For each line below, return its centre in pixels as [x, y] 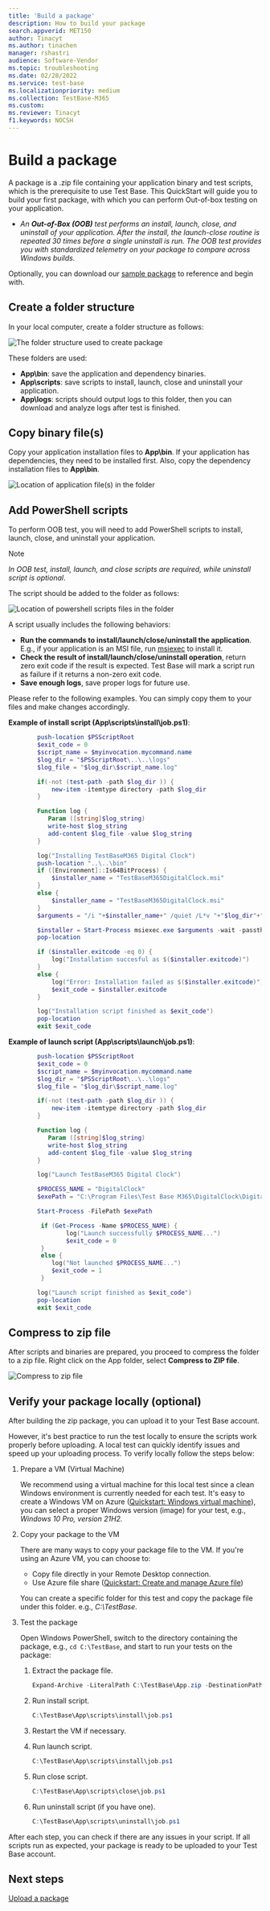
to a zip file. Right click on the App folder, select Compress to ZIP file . [124, 1361]
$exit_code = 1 [77, 1271]
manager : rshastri [39, 53]
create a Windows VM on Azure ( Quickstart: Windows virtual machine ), [138, 1502]
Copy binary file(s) [56, 433]
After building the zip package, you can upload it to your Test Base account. [134, 1421]
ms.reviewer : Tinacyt [45, 113]
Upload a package [39, 1898]
